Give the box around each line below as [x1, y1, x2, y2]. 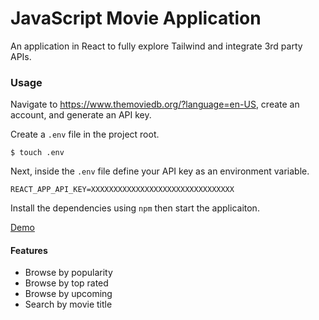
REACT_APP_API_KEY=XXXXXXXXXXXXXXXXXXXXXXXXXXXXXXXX [10, 185, 235, 195]
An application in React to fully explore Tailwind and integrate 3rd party [10, 40, 303, 52]
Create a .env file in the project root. [10, 128, 160, 141]
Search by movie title [24, 298, 113, 311]
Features [10, 244, 48, 256]
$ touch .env [10, 148, 65, 158]
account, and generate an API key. [10, 109, 152, 121]
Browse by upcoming [24, 288, 113, 300]
